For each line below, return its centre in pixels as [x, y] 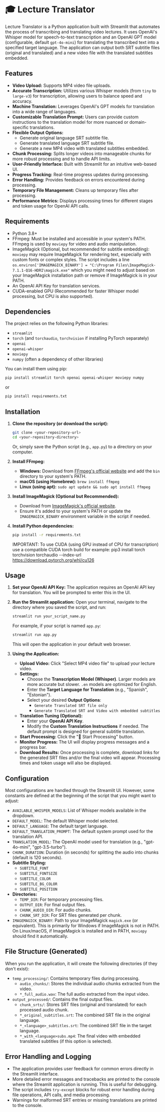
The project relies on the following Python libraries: [57, 323]
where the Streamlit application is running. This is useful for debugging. [85, 1084]
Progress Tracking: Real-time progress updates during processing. [81, 174]
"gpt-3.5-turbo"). [50, 847]
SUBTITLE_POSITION [38, 889]
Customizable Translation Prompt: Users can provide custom [75, 117]
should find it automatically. [40, 936]
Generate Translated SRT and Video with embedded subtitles [97, 711]
